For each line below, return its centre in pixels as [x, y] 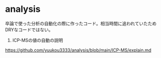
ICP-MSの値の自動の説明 [38, 40]
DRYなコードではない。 [29, 29]
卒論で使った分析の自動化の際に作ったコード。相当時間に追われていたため [81, 23]
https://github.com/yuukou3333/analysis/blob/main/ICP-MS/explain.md [78, 50]
